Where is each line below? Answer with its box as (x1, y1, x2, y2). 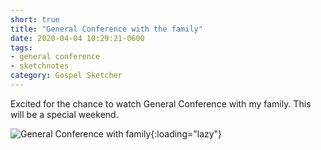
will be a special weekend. (10, 108, 119, 120)
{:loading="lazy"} (150, 127, 223, 140)
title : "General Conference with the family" (10, 24, 203, 34)
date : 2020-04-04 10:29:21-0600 (10, 33, 145, 43)
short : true (10, 14, 60, 25)
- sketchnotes (10, 61, 70, 71)
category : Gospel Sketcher (10, 71, 123, 81)
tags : (10, 42, 33, 53)
